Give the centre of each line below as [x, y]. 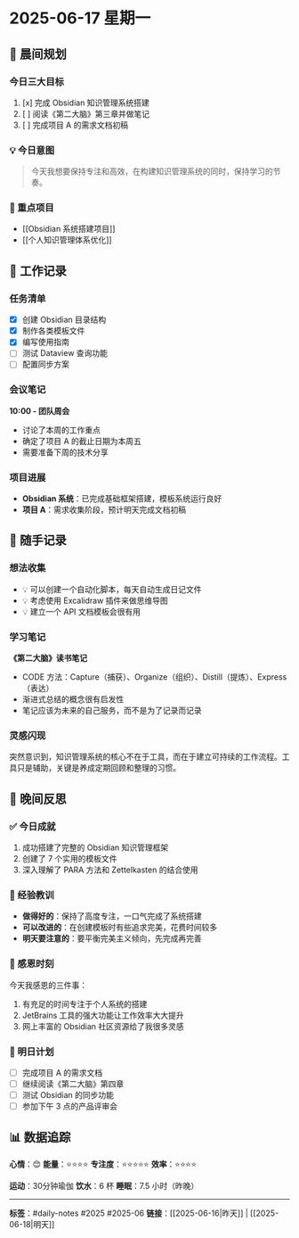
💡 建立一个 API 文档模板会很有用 [81, 611]
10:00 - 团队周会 [40, 410]
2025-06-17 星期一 [80, 18]
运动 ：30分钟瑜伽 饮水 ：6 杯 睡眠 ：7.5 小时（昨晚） [104, 1185]
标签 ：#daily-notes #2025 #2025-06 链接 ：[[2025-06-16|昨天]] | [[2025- [144, 1213]
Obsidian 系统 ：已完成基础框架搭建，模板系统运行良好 [122, 499]
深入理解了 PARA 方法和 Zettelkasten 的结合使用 [110, 870]
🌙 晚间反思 [38, 799]
